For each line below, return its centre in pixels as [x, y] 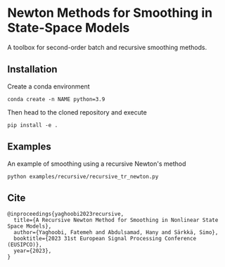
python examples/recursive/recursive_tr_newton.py [83, 176]
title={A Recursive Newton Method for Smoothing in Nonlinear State [116, 220]
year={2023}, [33, 251]
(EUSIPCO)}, [25, 245]
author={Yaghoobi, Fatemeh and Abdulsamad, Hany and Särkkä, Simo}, [116, 233]
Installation [32, 69]
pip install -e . [33, 125]
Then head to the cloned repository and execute [77, 112]
